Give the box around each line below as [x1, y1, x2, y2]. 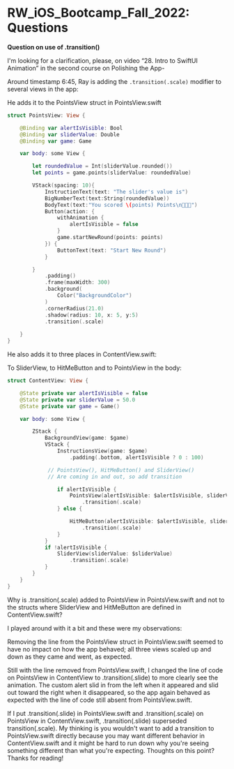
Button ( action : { [44, 208, 95, 215]
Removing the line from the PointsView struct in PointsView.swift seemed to [7, 638, 224, 646]
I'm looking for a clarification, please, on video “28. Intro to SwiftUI [7, 56, 198, 64]
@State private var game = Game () [19, 403, 120, 410]
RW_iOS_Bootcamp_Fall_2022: [7, 5, 190, 21]
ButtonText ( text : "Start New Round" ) [56, 247, 167, 254]
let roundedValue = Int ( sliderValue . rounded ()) [32, 163, 173, 170]
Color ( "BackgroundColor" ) [56, 292, 132, 299]
